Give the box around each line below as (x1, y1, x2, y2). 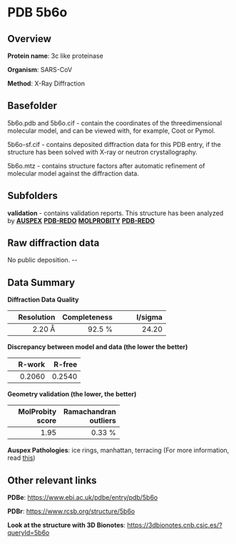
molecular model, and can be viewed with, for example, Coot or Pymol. (7, 126, 216, 135)
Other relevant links (7, 474, 98, 486)
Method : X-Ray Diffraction (7, 79, 86, 88)
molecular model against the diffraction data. (7, 169, 139, 178)
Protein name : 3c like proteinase (7, 51, 103, 60)
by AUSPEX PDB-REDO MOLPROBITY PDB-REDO (7, 216, 155, 225)
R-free (53, 359, 78, 369)
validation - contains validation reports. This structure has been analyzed (7, 208, 224, 217)
